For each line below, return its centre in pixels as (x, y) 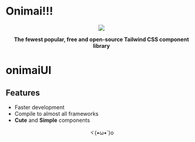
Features (23, 93)
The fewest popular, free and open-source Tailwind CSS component (101, 39)
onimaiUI (29, 70)
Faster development (39, 107)
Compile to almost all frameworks (56, 113)
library (101, 46)
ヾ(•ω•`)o (101, 132)
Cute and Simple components (52, 120)
